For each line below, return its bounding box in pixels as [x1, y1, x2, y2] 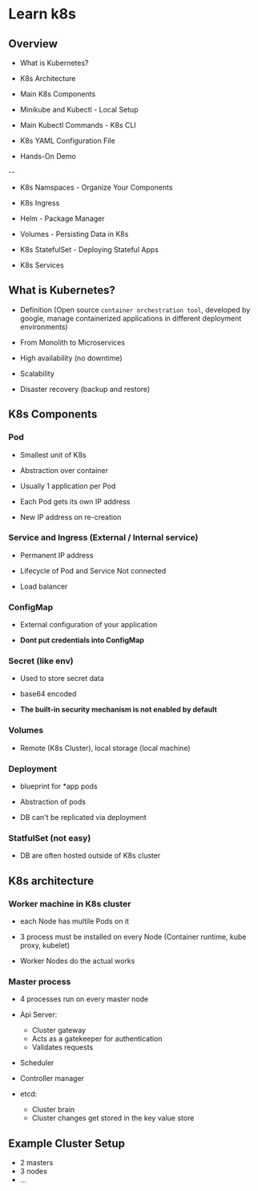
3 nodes [19, 1166, 48, 1177]
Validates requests [31, 1042, 94, 1052]
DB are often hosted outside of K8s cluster [19, 850, 161, 860]
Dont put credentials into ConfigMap [19, 635, 144, 645]
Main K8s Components [19, 89, 96, 99]
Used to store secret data [19, 674, 104, 683]
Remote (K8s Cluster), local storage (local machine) [19, 743, 191, 753]
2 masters [19, 1158, 54, 1168]
